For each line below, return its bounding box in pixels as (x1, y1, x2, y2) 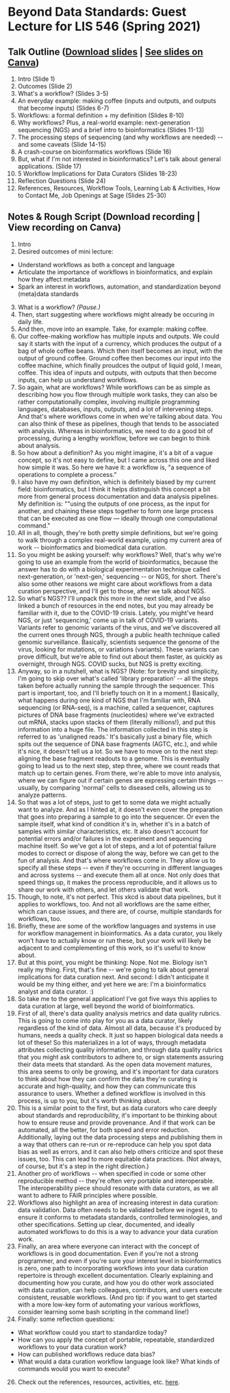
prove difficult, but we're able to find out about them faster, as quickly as (17, 652, 223, 661)
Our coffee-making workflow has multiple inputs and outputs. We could (17, 332, 220, 340)
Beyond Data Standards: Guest (8, 4, 187, 20)
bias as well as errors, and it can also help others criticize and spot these (17, 1147, 224, 1155)
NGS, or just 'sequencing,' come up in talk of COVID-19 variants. (17, 616, 199, 624)
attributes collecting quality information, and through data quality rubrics (17, 1046, 223, 1054)
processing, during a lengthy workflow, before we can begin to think (17, 434, 211, 442)
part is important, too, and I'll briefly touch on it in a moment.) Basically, (17, 689, 220, 697)
